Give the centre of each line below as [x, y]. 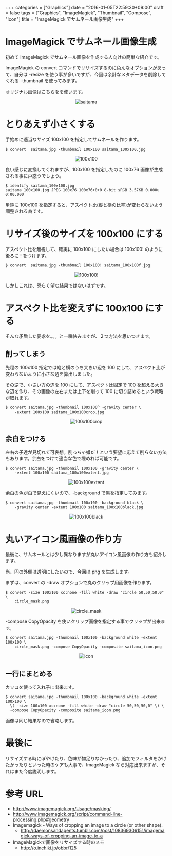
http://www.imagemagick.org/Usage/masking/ [62, 809]
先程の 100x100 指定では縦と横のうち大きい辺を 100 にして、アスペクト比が [85, 367]
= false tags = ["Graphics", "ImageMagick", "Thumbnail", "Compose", [79, 13]
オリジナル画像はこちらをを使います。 [46, 92]
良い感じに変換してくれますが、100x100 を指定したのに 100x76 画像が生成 [84, 169]
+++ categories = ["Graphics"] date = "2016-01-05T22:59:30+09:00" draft [84, 7]
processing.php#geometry [41, 819]
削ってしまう [25, 354]
